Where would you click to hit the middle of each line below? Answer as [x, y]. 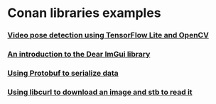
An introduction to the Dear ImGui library [79, 54]
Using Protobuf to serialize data [63, 73]
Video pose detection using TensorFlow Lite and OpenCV [108, 35]
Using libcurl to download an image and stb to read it [100, 92]
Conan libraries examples [84, 13]
